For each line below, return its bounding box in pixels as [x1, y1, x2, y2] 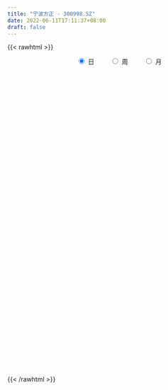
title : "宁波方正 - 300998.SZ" [7, 10, 96, 18]
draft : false [7, 23, 46, 30]
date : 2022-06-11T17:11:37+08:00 [7, 17, 106, 24]
